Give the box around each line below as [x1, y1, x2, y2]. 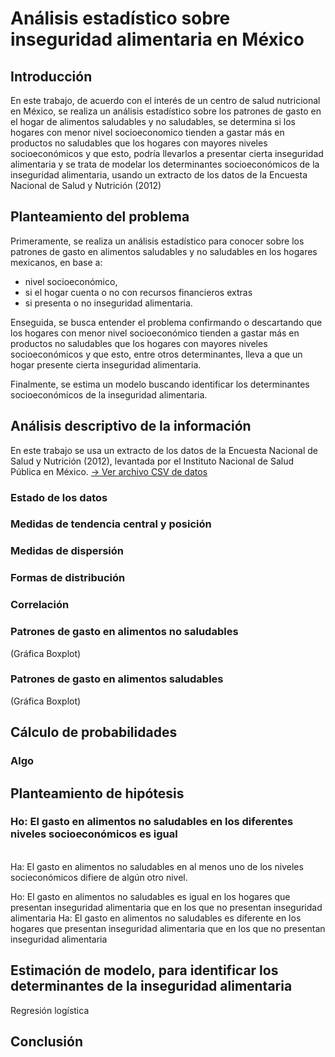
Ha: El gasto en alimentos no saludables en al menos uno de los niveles [10, 860, 304, 872]
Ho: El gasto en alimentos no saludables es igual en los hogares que [10, 890, 291, 902]
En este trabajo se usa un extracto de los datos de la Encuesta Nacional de [10, 444, 319, 456]
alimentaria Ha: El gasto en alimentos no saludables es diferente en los [10, 912, 302, 924]
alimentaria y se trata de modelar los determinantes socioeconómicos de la [10, 158, 320, 170]
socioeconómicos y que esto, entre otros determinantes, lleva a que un [10, 348, 303, 360]
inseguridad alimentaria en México [10, 28, 305, 51]
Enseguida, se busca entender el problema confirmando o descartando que [10, 316, 323, 328]
